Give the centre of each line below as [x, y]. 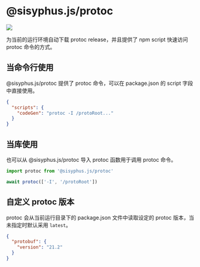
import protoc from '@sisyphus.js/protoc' [60, 171]
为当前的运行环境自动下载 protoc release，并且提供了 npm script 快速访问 [97, 39]
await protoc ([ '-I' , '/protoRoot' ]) [52, 182]
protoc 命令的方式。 [31, 47]
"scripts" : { [28, 108]
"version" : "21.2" [40, 247]
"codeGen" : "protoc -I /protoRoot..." [65, 113]
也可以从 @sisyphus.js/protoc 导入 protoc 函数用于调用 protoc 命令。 [91, 159]
